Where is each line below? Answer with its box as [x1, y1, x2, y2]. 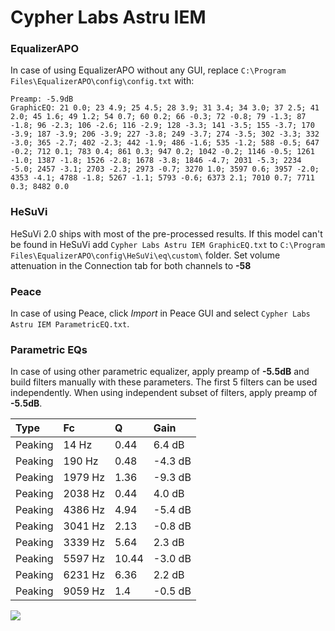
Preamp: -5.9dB [10, 94, 74, 105]
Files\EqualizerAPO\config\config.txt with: [10, 75, 195, 87]
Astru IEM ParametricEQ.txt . [10, 318, 130, 330]
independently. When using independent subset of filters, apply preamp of [10, 387, 318, 399]
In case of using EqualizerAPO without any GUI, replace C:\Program [10, 64, 287, 76]
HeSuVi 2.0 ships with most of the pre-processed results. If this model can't [10, 227, 323, 240]
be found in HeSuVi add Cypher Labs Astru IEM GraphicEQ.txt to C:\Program [10, 238, 326, 250]
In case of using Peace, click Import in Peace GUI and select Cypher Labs [10, 307, 311, 320]
